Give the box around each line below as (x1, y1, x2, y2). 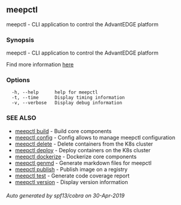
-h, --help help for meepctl (11, 89, 98, 95)
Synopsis (6, 35, 34, 44)
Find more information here (6, 61, 74, 68)
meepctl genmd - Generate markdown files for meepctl (14, 159, 152, 167)
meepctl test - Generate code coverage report (14, 172, 130, 179)
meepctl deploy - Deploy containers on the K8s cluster (14, 146, 151, 153)
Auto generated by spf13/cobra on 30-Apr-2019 (6, 192, 125, 200)
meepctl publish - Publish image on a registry (14, 165, 128, 173)
